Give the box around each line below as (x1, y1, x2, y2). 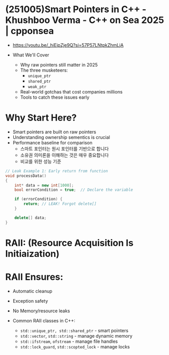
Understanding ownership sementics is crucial (12, 134, 110, 140)
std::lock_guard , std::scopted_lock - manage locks (20, 343, 130, 349)
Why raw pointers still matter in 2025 (20, 62, 98, 68)
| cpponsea (5, 25, 54, 37)
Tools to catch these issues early (20, 94, 90, 100)
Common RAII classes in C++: (12, 317, 75, 323)
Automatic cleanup (12, 288, 52, 294)
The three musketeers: (20, 67, 68, 73)
